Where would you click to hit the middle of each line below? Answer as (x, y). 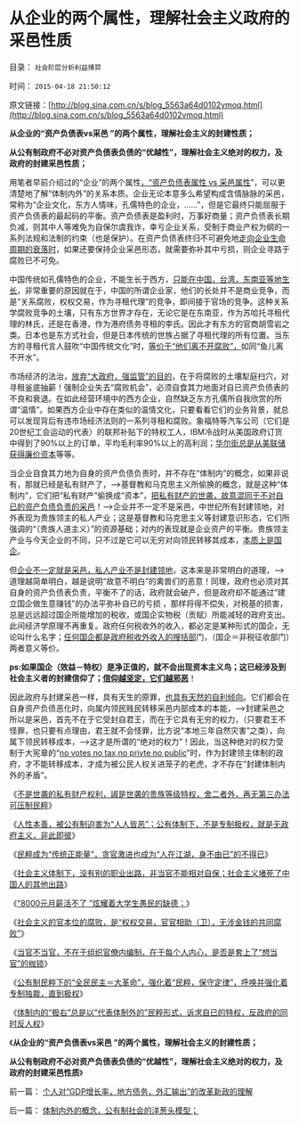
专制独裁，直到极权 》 (48, 993)
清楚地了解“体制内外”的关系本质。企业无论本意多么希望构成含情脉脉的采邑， (149, 193)
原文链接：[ (30, 104)
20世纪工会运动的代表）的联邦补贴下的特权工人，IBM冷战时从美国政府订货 (146, 431)
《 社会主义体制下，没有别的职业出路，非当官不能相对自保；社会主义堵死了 (145, 873)
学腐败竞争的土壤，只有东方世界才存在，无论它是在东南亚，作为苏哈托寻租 (145, 312)
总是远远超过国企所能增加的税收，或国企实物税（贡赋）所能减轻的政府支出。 (149, 614)
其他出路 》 (52, 884)
